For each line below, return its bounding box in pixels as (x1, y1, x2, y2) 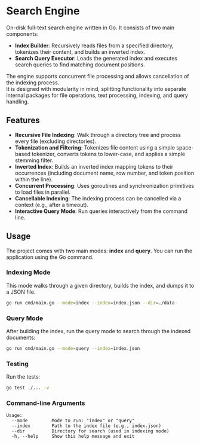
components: (6, 30, 39, 37)
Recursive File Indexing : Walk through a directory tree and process (14, 131, 181, 138)
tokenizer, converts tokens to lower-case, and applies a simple (32, 150, 186, 157)
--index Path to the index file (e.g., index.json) (11, 423, 162, 429)
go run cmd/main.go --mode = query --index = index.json (6, 346, 140, 352)
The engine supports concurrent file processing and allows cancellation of (6, 72, 189, 80)
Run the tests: (6, 373, 41, 380)
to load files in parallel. (14, 188, 70, 196)
